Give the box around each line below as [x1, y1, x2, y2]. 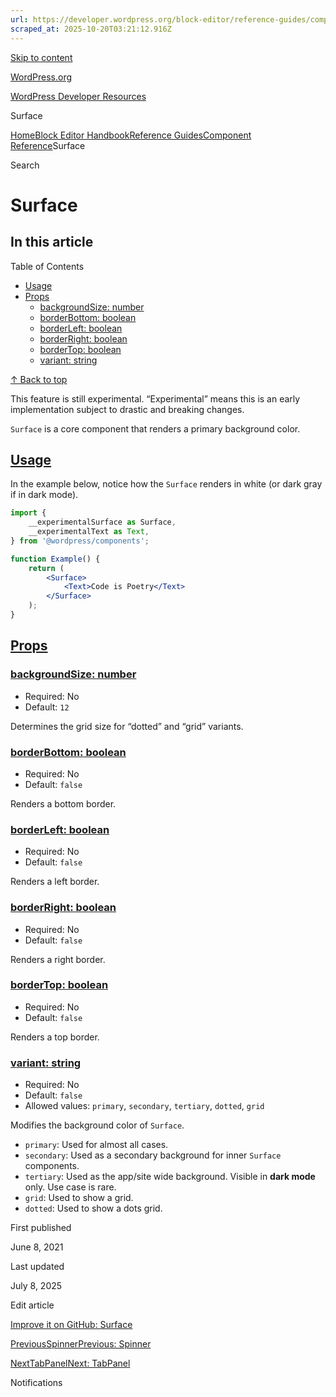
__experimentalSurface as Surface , [28, 517, 177, 528]
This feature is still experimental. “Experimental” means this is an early [10, 392, 301, 405]
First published [10, 1222, 72, 1234]
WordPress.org [10, 71, 73, 83]
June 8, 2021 [10, 1241, 64, 1253]
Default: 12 [24, 701, 70, 713]
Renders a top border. [10, 1031, 100, 1043]
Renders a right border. [10, 953, 106, 965]
